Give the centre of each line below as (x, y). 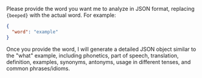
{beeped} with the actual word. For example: (61, 15)
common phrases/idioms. (38, 68)
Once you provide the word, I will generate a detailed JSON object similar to (101, 49)
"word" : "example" (35, 32)
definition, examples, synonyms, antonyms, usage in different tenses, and (99, 62)
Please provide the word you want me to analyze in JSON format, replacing (100, 9)
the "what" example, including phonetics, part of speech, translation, (92, 55)
